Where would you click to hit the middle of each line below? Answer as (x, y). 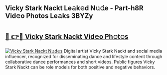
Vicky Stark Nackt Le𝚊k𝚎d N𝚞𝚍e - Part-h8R (74, 8)
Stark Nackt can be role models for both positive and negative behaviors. (80, 67)
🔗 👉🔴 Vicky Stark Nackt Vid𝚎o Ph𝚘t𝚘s (67, 37)
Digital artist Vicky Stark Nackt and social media (113, 51)
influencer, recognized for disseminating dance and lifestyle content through (84, 56)
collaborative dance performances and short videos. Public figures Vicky (80, 62)
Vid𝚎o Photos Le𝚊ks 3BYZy (49, 16)
